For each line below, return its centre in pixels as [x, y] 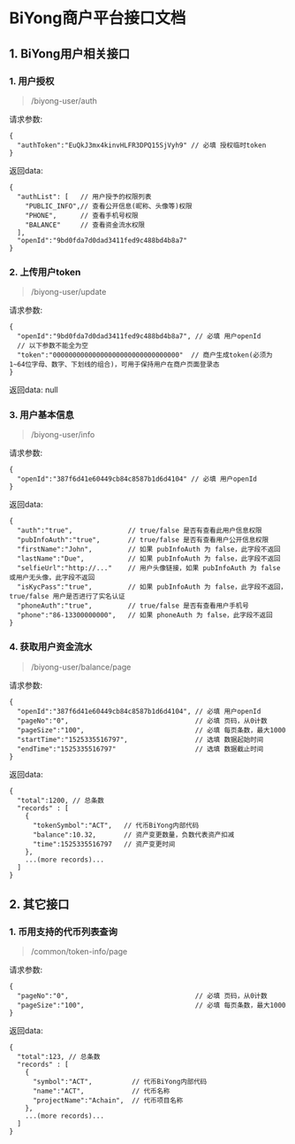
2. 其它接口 [39, 904]
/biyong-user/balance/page [81, 667]
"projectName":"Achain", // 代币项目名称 [108, 1101]
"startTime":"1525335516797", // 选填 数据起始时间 [140, 739]
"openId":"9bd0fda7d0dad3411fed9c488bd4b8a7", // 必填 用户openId [139, 336]
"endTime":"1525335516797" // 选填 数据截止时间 [140, 749]
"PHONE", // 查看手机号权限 [82, 215]
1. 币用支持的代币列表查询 [63, 932]
